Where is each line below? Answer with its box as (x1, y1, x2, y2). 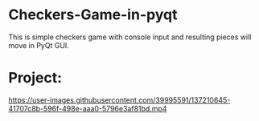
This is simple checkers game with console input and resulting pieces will (8, 32, 252, 42)
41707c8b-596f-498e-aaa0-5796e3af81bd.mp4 (8, 103, 167, 113)
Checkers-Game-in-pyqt (8, 6, 178, 24)
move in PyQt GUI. (8, 40, 70, 50)
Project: (8, 69, 63, 87)
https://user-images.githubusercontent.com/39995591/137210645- (8, 95, 231, 105)
